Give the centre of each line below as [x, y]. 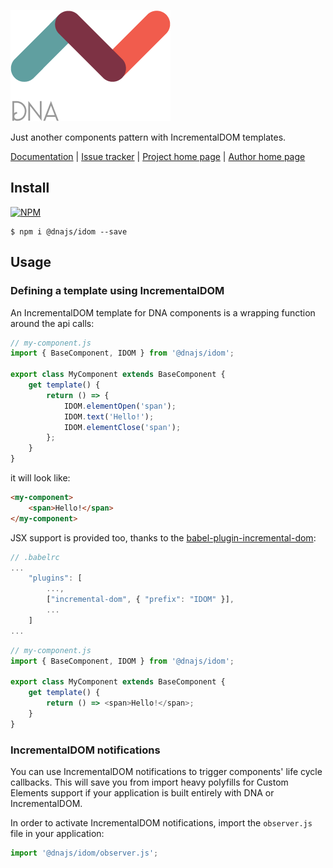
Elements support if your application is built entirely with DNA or [142, 792]
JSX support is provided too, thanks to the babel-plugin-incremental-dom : [163, 537]
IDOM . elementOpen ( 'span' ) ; [120, 406]
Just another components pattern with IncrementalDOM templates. [148, 137]
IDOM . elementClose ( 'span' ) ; [122, 427]
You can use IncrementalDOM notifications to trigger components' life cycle [166, 771]
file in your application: [57, 833]
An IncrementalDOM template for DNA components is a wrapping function [163, 312]
